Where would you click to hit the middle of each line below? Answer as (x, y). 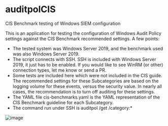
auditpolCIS (30, 9)
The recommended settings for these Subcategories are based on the (86, 81)
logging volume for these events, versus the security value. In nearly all (87, 86)
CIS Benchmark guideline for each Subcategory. (63, 102)
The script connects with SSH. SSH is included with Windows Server (84, 59)
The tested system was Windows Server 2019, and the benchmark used (88, 48)
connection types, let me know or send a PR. (59, 70)
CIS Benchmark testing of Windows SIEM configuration (63, 23)
